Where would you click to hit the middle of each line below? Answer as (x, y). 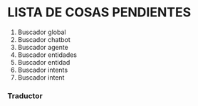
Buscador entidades (47, 55)
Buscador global (42, 32)
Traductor (25, 95)
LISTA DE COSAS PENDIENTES (99, 12)
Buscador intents (43, 70)
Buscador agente (43, 47)
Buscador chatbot (44, 39)
